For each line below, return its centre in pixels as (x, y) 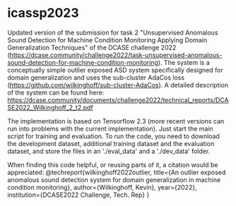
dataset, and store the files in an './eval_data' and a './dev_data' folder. (109, 151)
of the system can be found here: (56, 92)
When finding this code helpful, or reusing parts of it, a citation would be (113, 164)
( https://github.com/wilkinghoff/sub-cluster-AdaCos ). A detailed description (118, 85)
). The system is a (184, 62)
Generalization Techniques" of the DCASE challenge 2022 (92, 47)
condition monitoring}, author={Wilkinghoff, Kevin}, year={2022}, (102, 187)
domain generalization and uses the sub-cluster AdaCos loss (96, 77)
